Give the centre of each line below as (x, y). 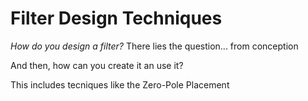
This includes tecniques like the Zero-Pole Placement (120, 84)
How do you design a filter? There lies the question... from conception (154, 46)
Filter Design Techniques (116, 18)
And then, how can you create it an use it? (97, 65)
